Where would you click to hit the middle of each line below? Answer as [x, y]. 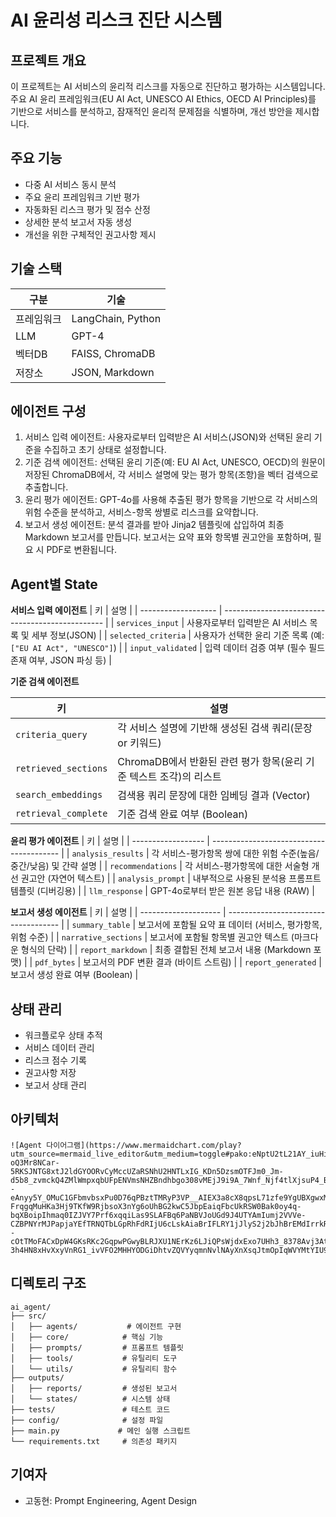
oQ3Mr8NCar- [35, 1162]
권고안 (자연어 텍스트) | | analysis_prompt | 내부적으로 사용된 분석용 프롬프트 [171, 878]
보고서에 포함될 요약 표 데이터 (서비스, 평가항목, [230, 925]
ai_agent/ [31, 1307]
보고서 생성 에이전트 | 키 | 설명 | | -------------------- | [118, 912]
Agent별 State [54, 584]
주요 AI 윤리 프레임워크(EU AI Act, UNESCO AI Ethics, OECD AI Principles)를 [163, 99]
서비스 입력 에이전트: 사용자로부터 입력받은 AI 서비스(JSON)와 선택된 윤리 [168, 437]
